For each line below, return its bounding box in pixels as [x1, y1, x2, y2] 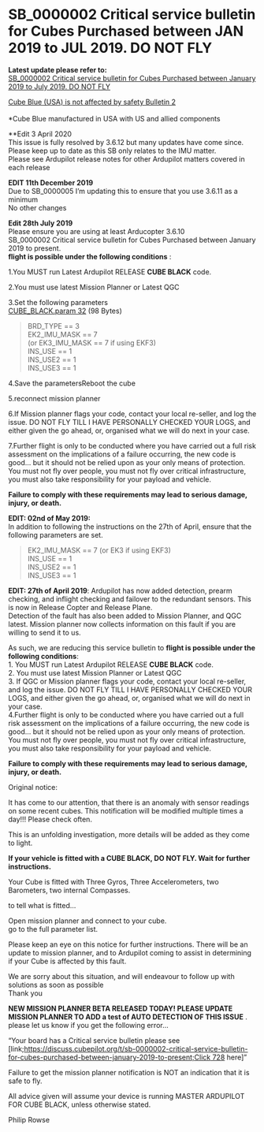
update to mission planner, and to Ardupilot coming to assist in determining [8, 948, 252, 957]
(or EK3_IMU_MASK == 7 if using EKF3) [27, 337, 156, 348]
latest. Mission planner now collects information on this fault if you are [8, 619, 236, 628]
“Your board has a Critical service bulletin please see [8, 1035, 180, 1045]
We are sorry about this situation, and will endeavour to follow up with [8, 971, 235, 981]
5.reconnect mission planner [8, 393, 101, 403]
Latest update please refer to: [8, 65, 108, 74]
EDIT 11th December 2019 [8, 177, 94, 187]
